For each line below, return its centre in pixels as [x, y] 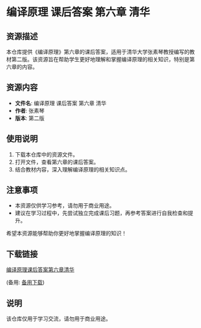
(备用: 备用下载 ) [25, 282]
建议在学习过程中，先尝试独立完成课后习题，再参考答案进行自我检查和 [101, 213]
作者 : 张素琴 [30, 110]
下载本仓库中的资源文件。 [46, 154]
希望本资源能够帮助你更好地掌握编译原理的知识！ [66, 233]
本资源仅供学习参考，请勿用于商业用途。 [65, 206]
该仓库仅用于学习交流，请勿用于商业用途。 [59, 319]
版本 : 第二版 [30, 118]
